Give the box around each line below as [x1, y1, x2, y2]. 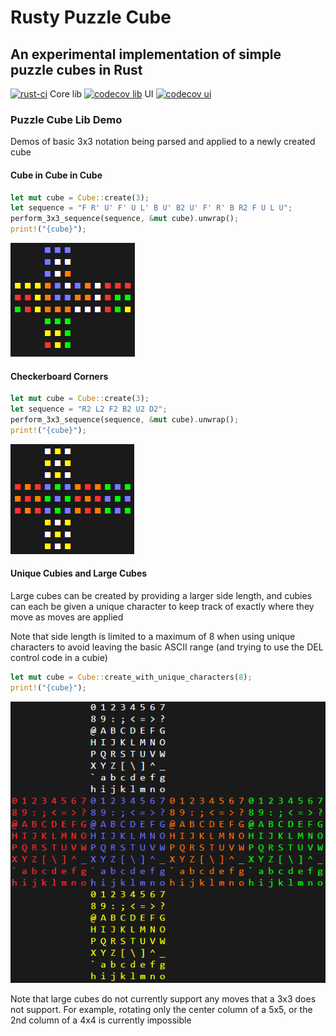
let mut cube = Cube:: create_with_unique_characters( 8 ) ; [10, 672, 253, 682]
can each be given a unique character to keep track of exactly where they [10, 600, 315, 612]
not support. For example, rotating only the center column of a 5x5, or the [10, 1004, 313, 1016]
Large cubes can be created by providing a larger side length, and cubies [10, 589, 313, 601]
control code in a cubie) [10, 651, 108, 663]
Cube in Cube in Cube [10, 169, 103, 181]
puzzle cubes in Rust [10, 61, 143, 78]
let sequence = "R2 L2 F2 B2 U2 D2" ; [10, 404, 168, 415]
